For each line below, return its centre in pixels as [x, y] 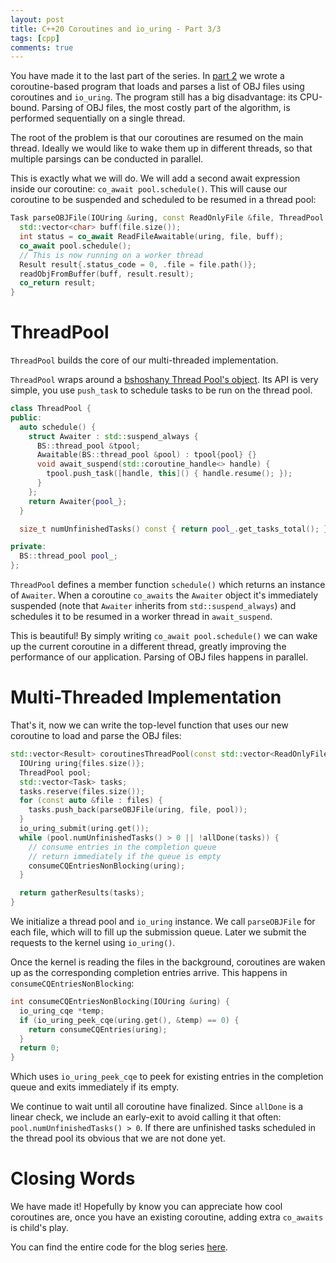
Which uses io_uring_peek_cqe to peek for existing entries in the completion [167, 1077]
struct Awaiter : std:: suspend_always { [113, 436]
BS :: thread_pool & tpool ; [88, 446]
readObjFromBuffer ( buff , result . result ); [107, 274]
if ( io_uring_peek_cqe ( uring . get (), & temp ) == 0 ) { [129, 1020]
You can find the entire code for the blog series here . [119, 1247]
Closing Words [73, 1178]
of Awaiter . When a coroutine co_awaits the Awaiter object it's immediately [164, 595]
